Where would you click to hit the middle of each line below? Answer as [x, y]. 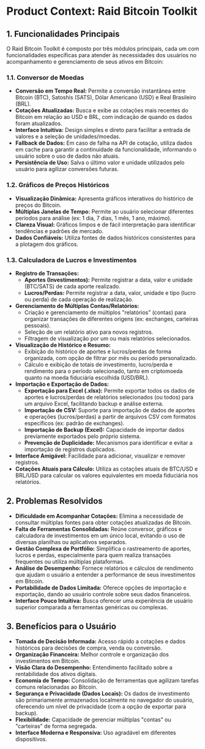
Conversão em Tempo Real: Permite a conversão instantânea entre [100, 91]
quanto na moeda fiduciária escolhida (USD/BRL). [87, 377]
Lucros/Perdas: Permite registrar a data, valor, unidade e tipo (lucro [110, 293]
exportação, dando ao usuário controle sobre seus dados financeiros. [103, 594]
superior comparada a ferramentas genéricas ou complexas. [91, 607]
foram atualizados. [39, 123]
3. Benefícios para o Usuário [61, 627]
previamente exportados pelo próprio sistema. [83, 436]
